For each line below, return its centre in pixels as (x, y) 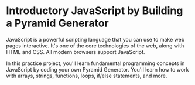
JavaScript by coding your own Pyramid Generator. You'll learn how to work (97, 69)
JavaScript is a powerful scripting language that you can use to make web (95, 39)
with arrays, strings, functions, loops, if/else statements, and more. (87, 76)
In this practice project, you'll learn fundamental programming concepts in (95, 63)
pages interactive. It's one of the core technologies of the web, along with (95, 46)
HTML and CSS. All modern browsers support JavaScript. (76, 52)
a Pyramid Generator (58, 23)
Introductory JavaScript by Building (95, 11)
